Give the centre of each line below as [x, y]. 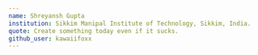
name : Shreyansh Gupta [47, 16]
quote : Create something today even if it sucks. [94, 31]
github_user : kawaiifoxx [50, 38]
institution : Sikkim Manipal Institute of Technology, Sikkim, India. [130, 23]
